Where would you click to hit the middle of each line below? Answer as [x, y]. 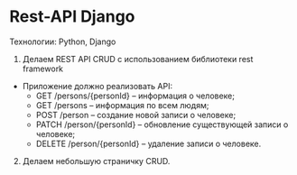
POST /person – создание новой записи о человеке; [136, 115]
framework [43, 69]
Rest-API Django [72, 17]
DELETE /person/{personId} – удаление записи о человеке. [148, 143]
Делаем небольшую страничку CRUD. [96, 161]
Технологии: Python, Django [63, 41]
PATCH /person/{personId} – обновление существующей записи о [162, 124]
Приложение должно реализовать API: [97, 86]
